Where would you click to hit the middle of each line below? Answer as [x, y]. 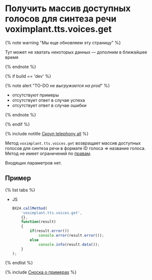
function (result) [38, 222]
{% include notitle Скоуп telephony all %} [47, 133]
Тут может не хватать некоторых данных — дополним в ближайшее [76, 52]
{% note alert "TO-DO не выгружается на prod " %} [57, 85]
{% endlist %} [19, 263]
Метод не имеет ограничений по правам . [48, 153]
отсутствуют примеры [36, 95]
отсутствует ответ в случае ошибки [49, 105]
